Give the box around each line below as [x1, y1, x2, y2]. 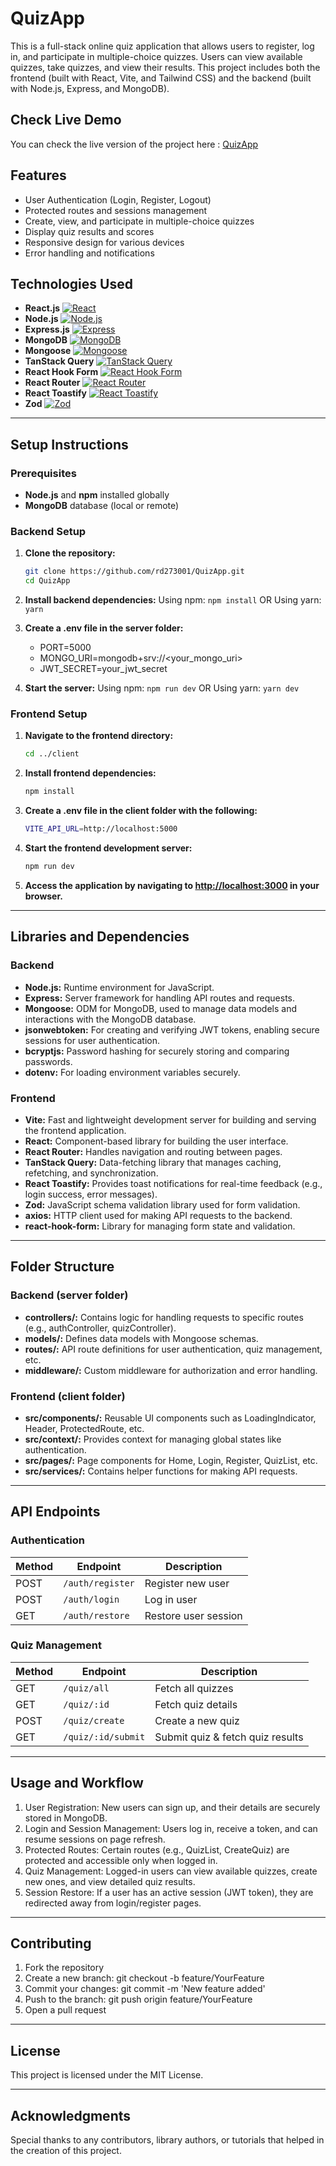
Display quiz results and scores [24, 225, 155, 237]
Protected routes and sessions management [24, 204, 208, 216]
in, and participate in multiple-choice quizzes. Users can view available [10, 50, 303, 62]
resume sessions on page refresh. [24, 1833, 166, 1845]
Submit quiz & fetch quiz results [154, 1730, 304, 1744]
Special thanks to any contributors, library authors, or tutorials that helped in [10, 2134, 325, 2146]
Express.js [24, 323, 70, 336]
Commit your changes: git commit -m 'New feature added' [24, 1983, 266, 1995]
